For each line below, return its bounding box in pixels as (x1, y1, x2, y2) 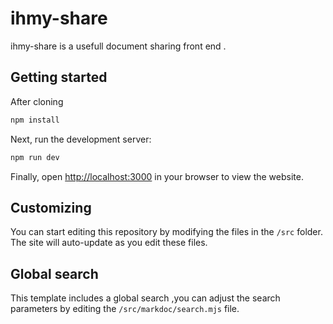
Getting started (10, 69, 108, 86)
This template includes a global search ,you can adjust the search (10, 292, 281, 304)
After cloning (10, 95, 64, 107)
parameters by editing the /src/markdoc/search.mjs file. (10, 303, 240, 315)
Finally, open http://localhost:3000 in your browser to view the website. (10, 170, 304, 182)
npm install (10, 115, 60, 125)
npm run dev (10, 152, 60, 162)
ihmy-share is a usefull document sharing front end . (10, 40, 227, 52)
